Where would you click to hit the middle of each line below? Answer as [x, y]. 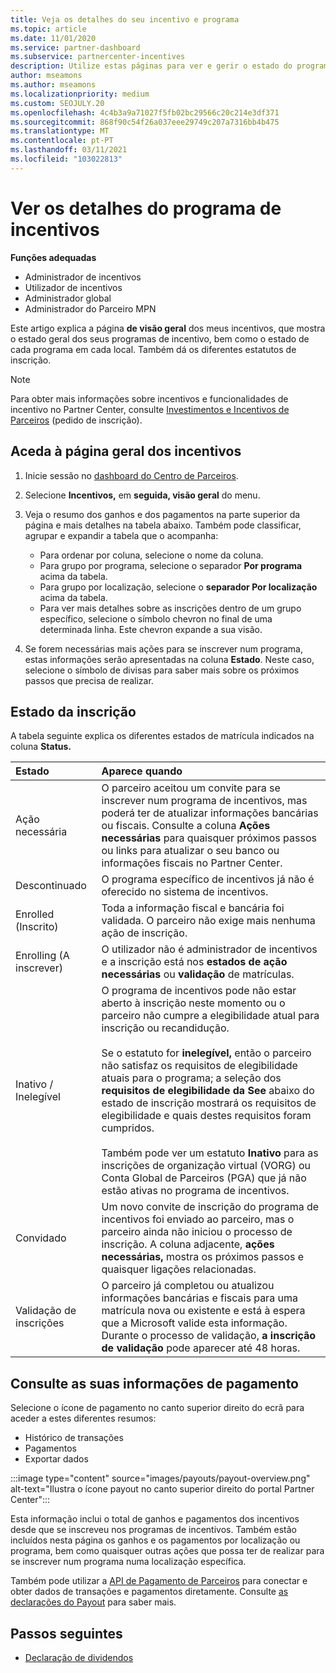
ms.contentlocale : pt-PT [62, 141]
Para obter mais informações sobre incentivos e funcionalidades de [149, 398]
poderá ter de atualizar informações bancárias [210, 813]
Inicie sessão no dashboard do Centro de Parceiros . [131, 475]
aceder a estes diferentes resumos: [83, 1418]
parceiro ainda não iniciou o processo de [197, 1232]
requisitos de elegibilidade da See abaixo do [208, 1091]
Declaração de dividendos [79, 1657]
